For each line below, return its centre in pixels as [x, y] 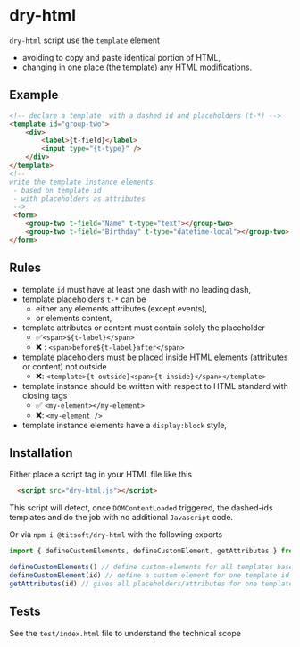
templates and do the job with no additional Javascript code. [121, 518]
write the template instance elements [81, 182]
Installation [41, 453]
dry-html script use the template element [85, 40]
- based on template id [57, 190]
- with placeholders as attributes [79, 199]
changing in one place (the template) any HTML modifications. [137, 67]
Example [34, 95]
